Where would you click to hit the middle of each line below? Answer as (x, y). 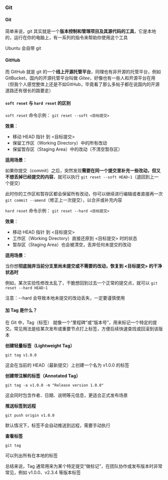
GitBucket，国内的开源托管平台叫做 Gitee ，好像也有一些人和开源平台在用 (80, 78)
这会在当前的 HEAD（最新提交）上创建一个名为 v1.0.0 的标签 (67, 365)
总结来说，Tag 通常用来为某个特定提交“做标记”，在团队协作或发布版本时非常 (84, 466)
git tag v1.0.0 (21, 355)
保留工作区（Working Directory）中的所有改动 (60, 143)
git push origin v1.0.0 (30, 415)
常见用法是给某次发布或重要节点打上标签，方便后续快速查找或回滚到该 (86, 328)
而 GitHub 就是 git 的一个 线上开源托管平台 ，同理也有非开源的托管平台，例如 (83, 72)
